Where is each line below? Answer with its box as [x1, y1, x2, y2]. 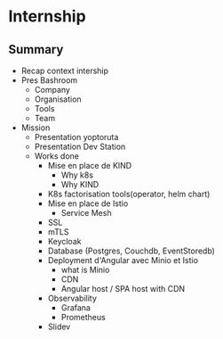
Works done [34, 151, 79, 161]
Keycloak [47, 236, 82, 246]
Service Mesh [60, 208, 112, 218]
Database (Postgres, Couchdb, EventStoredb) [47, 245, 215, 256]
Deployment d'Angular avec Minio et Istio [47, 255, 199, 265]
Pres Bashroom [20, 75, 78, 86]
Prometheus [60, 312, 106, 322]
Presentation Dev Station [34, 141, 126, 152]
